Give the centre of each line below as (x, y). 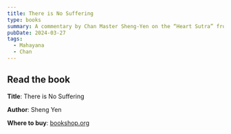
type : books (24, 20)
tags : (15, 39)
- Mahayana (29, 45)
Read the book (39, 80)
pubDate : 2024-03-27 (37, 33)
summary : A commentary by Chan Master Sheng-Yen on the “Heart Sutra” (110, 26)
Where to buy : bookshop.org (48, 123)
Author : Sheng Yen (34, 109)
